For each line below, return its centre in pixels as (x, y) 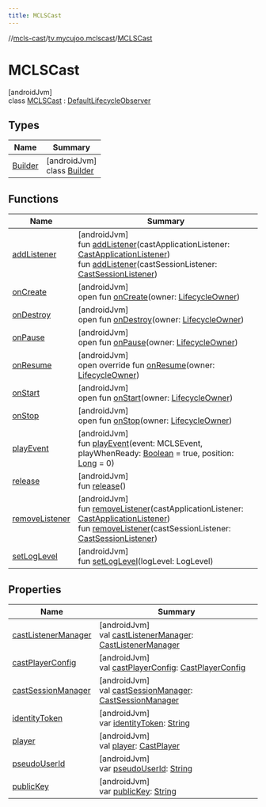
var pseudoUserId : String (145, 769)
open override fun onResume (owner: (146, 365)
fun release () (102, 486)
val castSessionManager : (146, 690)
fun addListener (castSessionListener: (148, 265)
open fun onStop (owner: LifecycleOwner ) (155, 421)
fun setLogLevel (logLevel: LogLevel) (146, 561)
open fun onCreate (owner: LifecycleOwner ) (159, 297)
